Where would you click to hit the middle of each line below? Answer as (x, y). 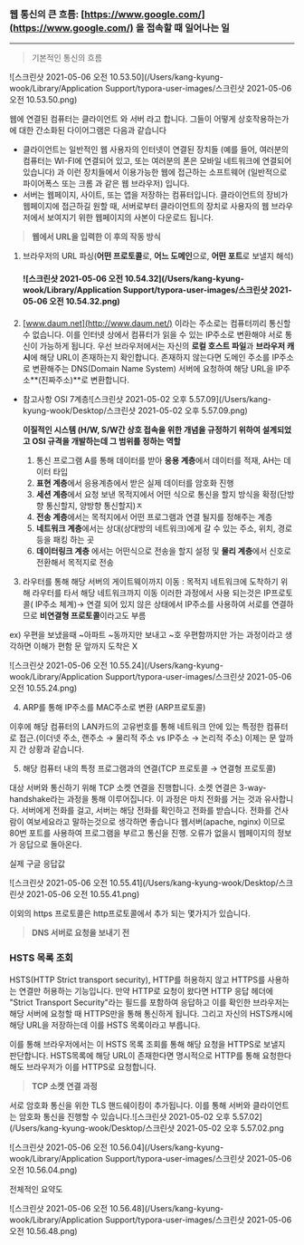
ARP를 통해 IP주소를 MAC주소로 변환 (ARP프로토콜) (114, 707)
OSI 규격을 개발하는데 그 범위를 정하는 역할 (106, 440)
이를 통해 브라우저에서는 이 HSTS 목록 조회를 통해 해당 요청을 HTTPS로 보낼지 (147, 1044)
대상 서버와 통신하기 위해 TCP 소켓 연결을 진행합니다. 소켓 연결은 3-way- (138, 787)
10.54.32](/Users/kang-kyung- (184, 278)
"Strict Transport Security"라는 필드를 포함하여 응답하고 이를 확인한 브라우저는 (149, 1002)
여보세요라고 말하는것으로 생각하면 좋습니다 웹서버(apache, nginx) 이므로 (156, 821)
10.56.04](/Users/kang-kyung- (167, 1147)
